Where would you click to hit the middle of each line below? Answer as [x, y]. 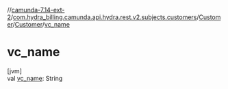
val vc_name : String [35, 78]
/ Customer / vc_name [41, 24]
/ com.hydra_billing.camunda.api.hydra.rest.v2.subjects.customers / [105, 17]
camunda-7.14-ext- [38, 10]
